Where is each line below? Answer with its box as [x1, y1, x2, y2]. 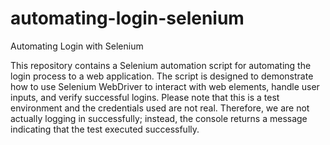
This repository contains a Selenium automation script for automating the [10, 59, 312, 71]
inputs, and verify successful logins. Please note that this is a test [10, 91, 280, 103]
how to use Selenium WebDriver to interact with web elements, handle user [10, 80, 320, 92]
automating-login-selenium [10, 7, 245, 30]
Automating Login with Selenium [10, 40, 144, 52]
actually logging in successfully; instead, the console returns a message [10, 112, 308, 124]
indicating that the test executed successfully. [10, 123, 200, 135]
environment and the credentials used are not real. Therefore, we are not [10, 102, 310, 114]
